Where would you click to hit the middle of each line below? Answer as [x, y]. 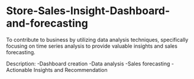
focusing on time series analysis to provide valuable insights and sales [92, 46]
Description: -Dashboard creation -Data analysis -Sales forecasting [88, 64]
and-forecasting [47, 23]
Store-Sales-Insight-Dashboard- [88, 11]
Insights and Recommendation [70, 70]
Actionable [19, 70]
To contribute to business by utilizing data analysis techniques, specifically [97, 39]
